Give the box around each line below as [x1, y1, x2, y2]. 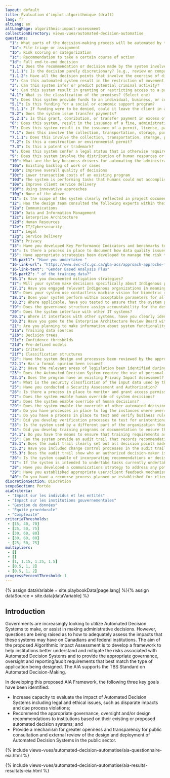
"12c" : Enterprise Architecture [10, 215, 78, 220]
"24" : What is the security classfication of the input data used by [10, 380, 159, 385]
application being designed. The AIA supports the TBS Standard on [5, 664, 145, 670]
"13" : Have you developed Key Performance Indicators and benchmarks [10, 243, 159, 249]
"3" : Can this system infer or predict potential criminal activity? [10, 83, 159, 88]
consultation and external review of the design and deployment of [12, 732, 150, 738]
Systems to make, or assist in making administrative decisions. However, [5, 626, 157, 632]
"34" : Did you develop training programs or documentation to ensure [10, 427, 159, 432]
